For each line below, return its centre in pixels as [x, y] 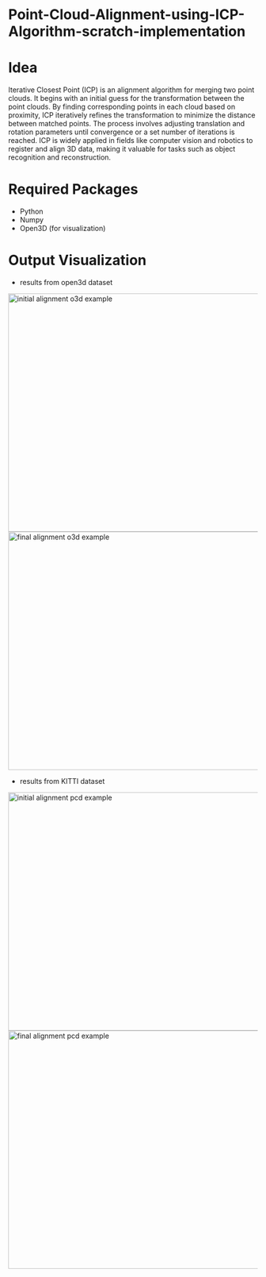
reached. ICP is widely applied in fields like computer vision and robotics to [131, 141]
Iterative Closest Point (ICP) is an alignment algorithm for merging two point [131, 90]
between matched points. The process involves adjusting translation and [127, 124]
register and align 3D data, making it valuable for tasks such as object [122, 149]
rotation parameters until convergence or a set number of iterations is [122, 132]
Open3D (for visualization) [63, 229]
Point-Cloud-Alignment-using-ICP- [127, 15]
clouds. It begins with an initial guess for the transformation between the [126, 98]
